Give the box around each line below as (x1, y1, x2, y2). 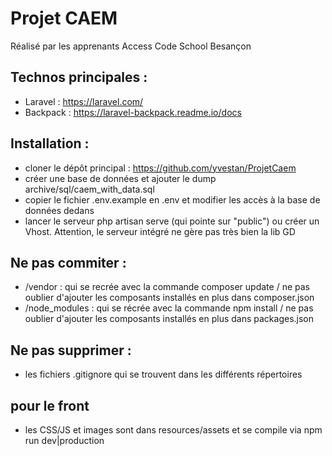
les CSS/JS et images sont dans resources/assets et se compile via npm (24, 424, 323, 436)
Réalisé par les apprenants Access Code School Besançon (10, 40, 252, 52)
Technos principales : (10, 69, 148, 86)
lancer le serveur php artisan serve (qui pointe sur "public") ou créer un (24, 215, 320, 227)
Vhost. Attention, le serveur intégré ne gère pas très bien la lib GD (24, 225, 296, 237)
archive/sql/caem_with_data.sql (24, 183, 155, 195)
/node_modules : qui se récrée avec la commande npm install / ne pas (24, 302, 314, 314)
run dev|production (24, 435, 105, 446)
